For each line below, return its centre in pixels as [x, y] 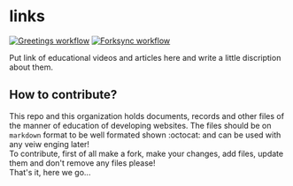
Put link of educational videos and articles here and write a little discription [145, 57]
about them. [31, 67]
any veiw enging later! [50, 144]
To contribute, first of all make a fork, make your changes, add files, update [146, 153]
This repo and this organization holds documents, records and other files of [147, 115]
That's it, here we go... [50, 172]
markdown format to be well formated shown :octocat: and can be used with [145, 135]
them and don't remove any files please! [82, 163]
